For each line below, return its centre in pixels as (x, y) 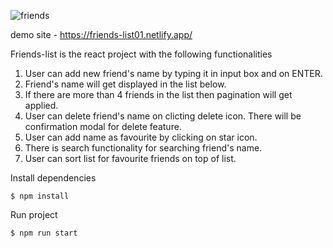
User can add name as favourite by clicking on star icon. (141, 137)
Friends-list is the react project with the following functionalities (141, 54)
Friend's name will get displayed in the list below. (125, 84)
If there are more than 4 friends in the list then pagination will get (158, 94)
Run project (34, 214)
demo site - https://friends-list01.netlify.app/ (101, 34)
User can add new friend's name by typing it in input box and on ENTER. (173, 73)
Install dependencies (53, 178)
